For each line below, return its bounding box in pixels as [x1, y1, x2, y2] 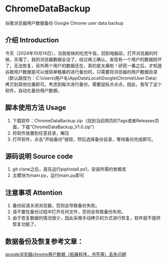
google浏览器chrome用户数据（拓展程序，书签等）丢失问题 [5, 252, 127, 257]
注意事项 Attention [5, 188, 63, 197]
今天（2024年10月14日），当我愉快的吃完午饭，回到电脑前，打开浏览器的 [5, 50, 154, 56]
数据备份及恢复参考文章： [5, 237, 83, 246]
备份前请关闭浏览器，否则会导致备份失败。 [12, 202, 100, 209]
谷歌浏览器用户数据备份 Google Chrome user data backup [5, 20, 124, 26]
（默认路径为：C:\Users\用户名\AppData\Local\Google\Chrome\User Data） [5, 75, 160, 81]
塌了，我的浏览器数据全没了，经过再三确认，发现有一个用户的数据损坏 [18, 56, 162, 62]
